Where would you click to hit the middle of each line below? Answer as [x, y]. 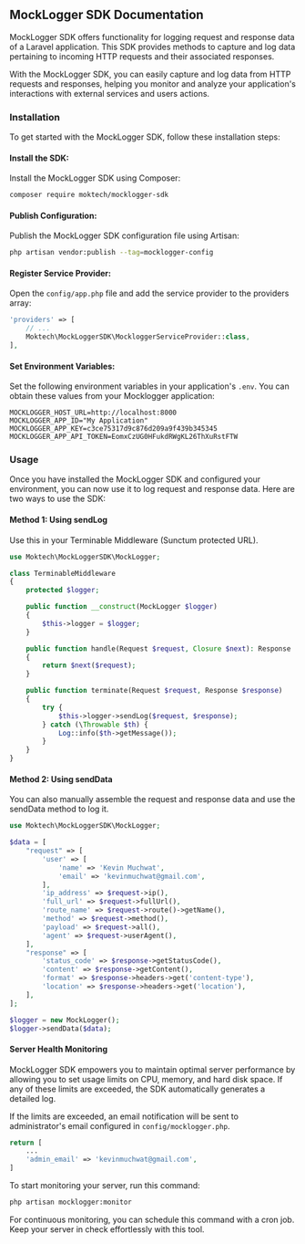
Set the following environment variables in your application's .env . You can [149, 386]
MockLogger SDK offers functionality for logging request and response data [152, 37]
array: [20, 303]
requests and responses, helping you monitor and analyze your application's [152, 84]
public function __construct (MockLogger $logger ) [122, 607]
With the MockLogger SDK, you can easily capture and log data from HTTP [150, 74]
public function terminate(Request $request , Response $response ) [154, 691]
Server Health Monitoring [59, 1049]
